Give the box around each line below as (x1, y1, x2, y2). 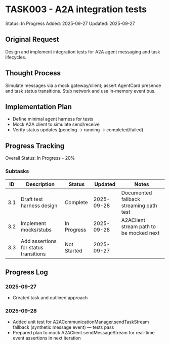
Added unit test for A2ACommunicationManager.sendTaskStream (12, 319, 149, 325)
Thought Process (5, 69, 61, 77)
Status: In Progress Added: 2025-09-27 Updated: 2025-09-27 (5, 20, 135, 26)
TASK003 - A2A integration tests (5, 4, 147, 15)
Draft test (21, 196, 43, 203)
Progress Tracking (5, 141, 65, 150)
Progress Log (5, 268, 48, 276)
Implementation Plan (5, 102, 72, 111)
